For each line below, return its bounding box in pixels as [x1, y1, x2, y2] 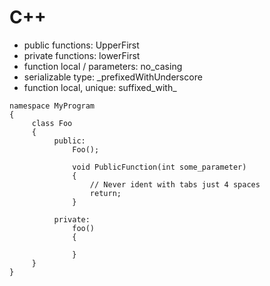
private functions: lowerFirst [23, 49, 141, 61]
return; [89, 188, 122, 198]
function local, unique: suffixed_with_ [23, 81, 177, 93]
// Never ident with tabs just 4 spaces [89, 179, 261, 190]
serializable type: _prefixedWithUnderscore [23, 71, 203, 83]
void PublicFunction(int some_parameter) [72, 162, 247, 172]
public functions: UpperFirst [23, 39, 140, 51]
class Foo [31, 118, 73, 128]
